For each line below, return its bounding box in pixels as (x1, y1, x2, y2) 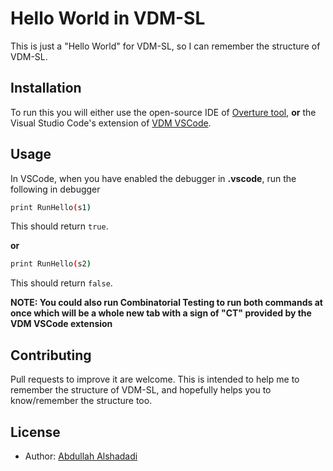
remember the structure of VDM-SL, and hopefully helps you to (10, 384, 272, 396)
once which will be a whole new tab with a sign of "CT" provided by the (10, 307, 312, 319)
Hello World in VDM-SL (10, 7, 206, 30)
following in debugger (10, 183, 101, 195)
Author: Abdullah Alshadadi (24, 450, 138, 462)
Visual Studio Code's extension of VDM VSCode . (10, 117, 212, 129)
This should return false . (10, 277, 113, 289)
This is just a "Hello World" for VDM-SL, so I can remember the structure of (10, 40, 321, 52)
